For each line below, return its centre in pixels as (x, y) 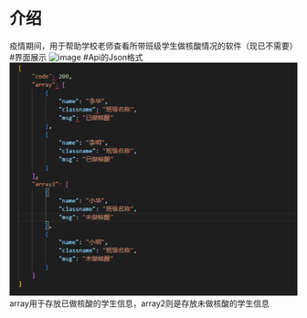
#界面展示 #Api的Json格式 (76, 57)
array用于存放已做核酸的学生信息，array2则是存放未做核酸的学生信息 (139, 303)
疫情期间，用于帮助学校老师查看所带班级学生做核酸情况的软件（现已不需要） (153, 46)
